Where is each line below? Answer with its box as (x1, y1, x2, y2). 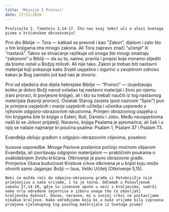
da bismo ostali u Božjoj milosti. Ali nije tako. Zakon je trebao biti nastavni (5, 61, 157, 67)
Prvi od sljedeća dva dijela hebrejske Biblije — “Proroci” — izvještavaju (5, 81, 152, 88)
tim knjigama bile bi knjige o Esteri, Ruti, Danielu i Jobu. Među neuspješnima (5, 113, 163, 119)
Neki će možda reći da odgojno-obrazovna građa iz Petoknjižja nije (5, 175, 152, 180)
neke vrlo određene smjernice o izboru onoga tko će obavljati (5, 188, 141, 194)
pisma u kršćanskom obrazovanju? (5, 30, 76, 35)
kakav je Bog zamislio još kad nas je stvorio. (5, 71, 97, 77)
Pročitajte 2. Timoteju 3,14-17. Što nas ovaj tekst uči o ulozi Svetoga (5, 26, 164, 31)
